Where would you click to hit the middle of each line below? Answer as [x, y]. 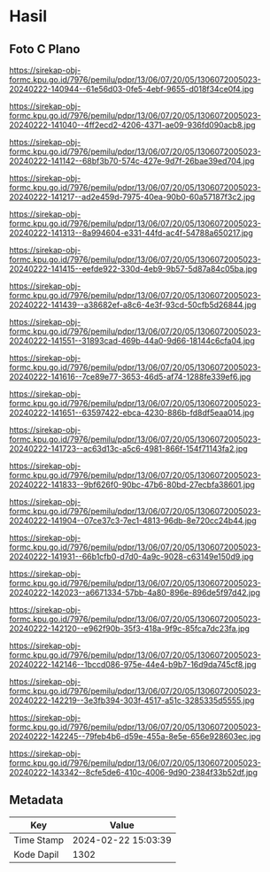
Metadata [36, 800]
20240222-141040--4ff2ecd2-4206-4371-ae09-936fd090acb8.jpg [132, 125]
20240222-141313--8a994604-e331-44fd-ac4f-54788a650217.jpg [131, 233]
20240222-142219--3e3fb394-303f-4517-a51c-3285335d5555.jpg [132, 700]
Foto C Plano [45, 49]
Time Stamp [39, 840]
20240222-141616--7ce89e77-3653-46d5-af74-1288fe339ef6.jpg [130, 377]
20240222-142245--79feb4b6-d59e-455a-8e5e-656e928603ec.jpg [135, 736]
